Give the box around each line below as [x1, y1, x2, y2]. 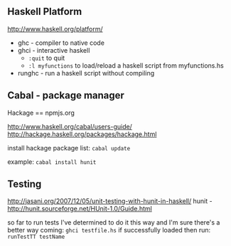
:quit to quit [28, 53, 65, 62]
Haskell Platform [7, 6, 82, 18]
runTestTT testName [7, 233, 65, 241]
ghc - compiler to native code [17, 39, 105, 47]
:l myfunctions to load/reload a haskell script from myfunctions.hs [28, 61, 224, 70]
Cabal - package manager [7, 89, 124, 102]
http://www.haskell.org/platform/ [7, 24, 103, 33]
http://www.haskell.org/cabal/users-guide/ [7, 122, 133, 130]
